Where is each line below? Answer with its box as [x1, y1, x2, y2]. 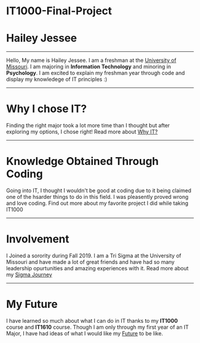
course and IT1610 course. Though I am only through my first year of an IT [6, 323, 189, 330]
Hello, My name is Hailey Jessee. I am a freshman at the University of [6, 57, 177, 64]
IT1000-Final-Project [6, 4, 112, 18]
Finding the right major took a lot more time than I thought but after [6, 122, 170, 129]
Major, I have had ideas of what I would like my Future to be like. [6, 329, 164, 337]
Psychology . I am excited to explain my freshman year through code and [6, 70, 185, 77]
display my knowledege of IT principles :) [6, 76, 108, 83]
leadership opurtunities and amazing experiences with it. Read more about [6, 264, 189, 272]
